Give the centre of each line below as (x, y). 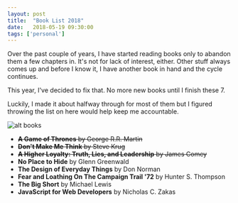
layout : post (27, 14)
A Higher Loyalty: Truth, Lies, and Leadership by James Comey (112, 154)
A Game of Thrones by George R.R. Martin (80, 139)
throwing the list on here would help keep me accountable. (93, 111)
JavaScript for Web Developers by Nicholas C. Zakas (97, 192)
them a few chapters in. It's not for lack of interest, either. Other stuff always (119, 62)
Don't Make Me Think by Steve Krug (71, 147)
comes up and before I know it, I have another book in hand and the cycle (115, 69)
